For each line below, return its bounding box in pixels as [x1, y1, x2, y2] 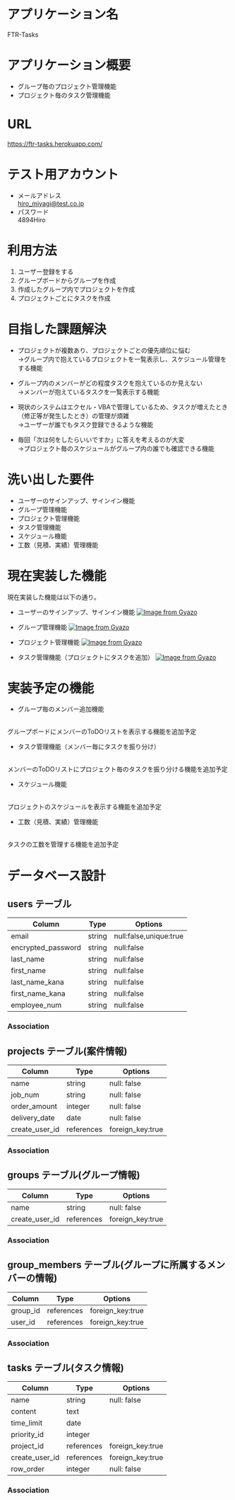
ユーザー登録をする [17, 267, 74, 276]
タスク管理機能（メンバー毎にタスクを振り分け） [17, 742, 160, 751]
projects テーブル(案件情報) [7, 1045, 128, 1057]
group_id [11, 1305, 40, 1315]
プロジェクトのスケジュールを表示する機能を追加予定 [7, 802, 162, 811]
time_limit [11, 1418, 43, 1428]
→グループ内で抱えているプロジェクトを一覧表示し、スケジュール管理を [17, 354, 227, 363]
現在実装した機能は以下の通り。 [7, 592, 100, 601]
